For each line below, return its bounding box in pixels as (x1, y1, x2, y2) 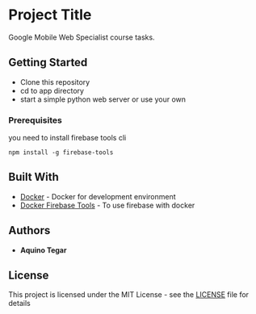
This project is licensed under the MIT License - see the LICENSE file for (8, 290, 249, 299)
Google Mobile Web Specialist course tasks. (8, 32, 155, 42)
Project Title (8, 6, 92, 24)
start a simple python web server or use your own (19, 94, 187, 104)
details (8, 299, 31, 308)
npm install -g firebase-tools (8, 149, 114, 157)
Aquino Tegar (19, 245, 67, 255)
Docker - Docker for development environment (19, 191, 176, 201)
